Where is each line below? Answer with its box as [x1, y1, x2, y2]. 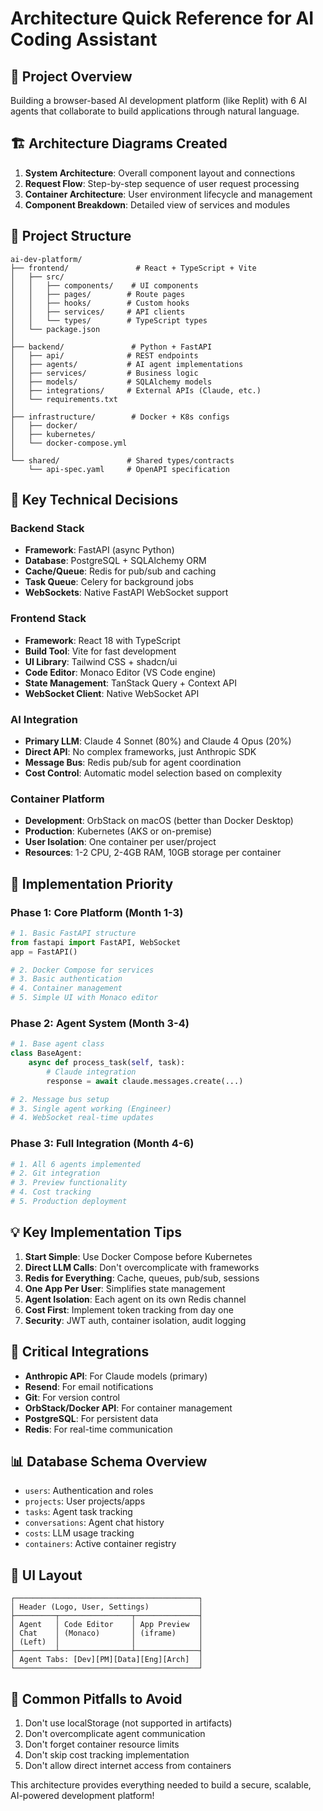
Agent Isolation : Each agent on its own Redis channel [24, 1293, 247, 1305]
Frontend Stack [10, 612, 87, 626]
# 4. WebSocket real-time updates [10, 1113, 155, 1123]
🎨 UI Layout [10, 1567, 83, 1584]
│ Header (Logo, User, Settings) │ [10, 1602, 203, 1612]
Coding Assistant [10, 28, 158, 51]
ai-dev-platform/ [10, 254, 83, 264]
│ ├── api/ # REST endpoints [10, 350, 199, 361]
